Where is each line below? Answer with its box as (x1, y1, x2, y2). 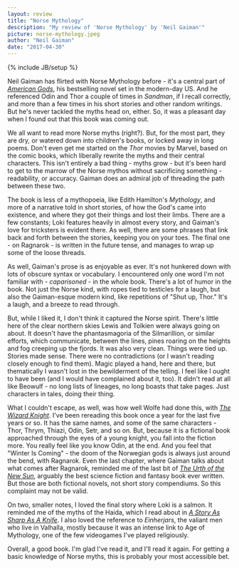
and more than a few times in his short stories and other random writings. (7, 100, 223, 108)
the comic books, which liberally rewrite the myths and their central (7, 151, 205, 160)
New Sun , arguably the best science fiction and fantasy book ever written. (7, 472, 225, 480)
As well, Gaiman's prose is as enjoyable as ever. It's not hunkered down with (7, 262, 231, 271)
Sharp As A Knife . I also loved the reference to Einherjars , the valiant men (7, 516, 223, 524)
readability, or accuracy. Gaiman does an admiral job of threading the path (7, 174, 225, 182)
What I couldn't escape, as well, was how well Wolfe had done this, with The (7, 403, 231, 412)
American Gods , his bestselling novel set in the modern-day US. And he (7, 85, 218, 93)
